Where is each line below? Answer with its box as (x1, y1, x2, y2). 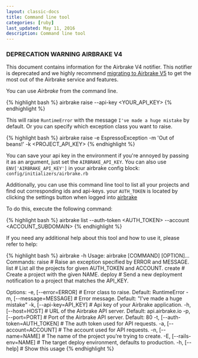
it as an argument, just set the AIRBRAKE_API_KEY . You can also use (6, 158, 167, 165)
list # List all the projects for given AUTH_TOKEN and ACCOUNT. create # (6, 265, 185, 272)
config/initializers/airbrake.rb (6, 171, 89, 177)
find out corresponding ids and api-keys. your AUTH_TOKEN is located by (6, 187, 178, 195)
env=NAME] (6, 339, 36, 346)
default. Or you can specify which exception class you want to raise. (6, 123, 173, 130)
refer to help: (6, 240, 38, 248)
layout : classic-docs (6, 8, 60, 15)
